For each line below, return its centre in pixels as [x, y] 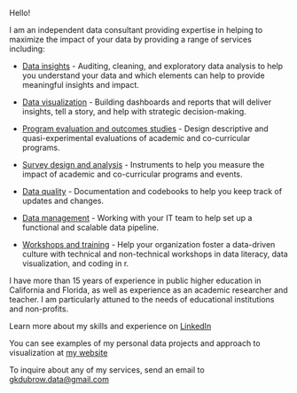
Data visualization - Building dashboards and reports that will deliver [147, 102]
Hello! [20, 13]
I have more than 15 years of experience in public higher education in [135, 280]
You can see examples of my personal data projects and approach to [135, 343]
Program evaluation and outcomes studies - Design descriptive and [145, 129]
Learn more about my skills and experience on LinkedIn [110, 326]
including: [27, 49]
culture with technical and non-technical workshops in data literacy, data [155, 254]
